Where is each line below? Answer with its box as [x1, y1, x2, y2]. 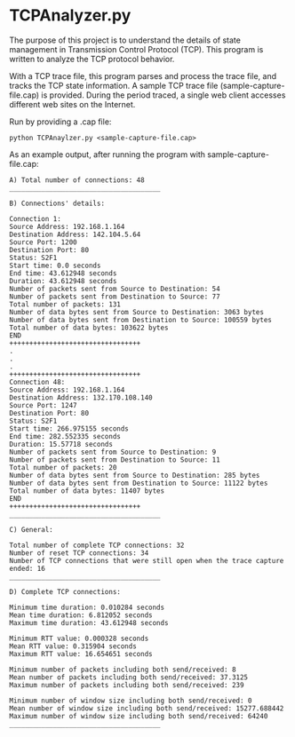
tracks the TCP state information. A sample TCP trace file [9, 80, 219, 91]
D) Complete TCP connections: [9, 587, 122, 596]
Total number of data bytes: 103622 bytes [9, 323, 169, 332]
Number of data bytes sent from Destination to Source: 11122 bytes [9, 479, 268, 487]
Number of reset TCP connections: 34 [9, 548, 149, 558]
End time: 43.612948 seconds [9, 268, 117, 278]
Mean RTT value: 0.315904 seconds [9, 641, 138, 651]
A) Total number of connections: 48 [9, 175, 145, 185]
